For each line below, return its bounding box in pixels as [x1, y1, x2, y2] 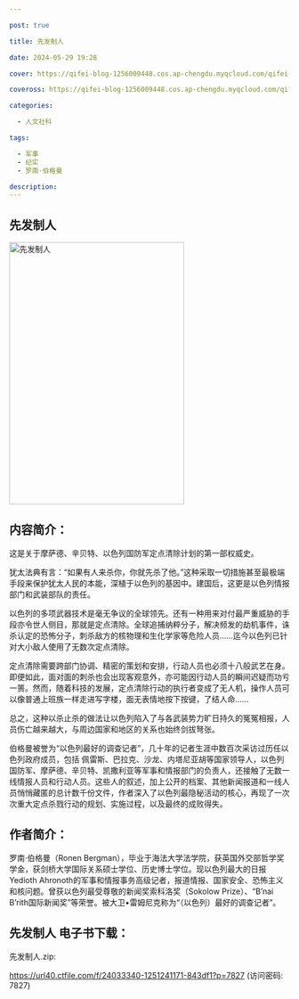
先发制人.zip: [9, 951, 56, 962]
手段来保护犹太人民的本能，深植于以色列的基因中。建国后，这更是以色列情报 [9, 577, 290, 588]
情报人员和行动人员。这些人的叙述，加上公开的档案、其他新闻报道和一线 [16, 776, 282, 787]
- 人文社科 [17, 118, 53, 127]
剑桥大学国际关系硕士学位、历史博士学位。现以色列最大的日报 [39, 864, 267, 874]
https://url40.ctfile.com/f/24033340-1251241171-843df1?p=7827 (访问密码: [9, 970, 284, 980]
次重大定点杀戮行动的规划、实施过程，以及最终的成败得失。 [9, 798, 228, 809]
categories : [9, 102, 53, 111]
